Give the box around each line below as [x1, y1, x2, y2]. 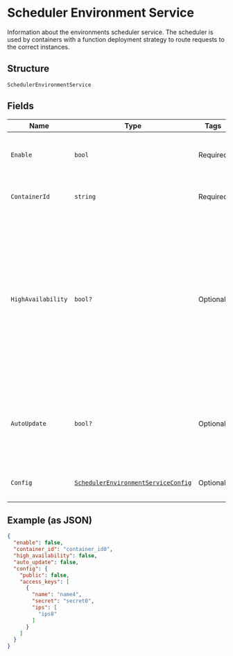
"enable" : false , [13, 539, 64, 547]
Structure [7, 63, 50, 74]
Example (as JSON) [7, 514, 92, 526]
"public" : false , [19, 572, 70, 579]
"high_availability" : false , [13, 552, 98, 559]
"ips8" [37, 610, 58, 617]
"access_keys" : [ [19, 578, 70, 585]
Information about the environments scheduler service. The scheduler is [7, 28, 214, 36]
